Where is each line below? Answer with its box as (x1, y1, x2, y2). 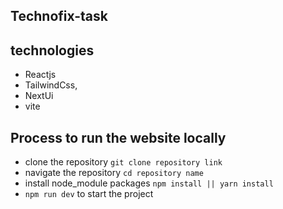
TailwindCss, (24, 79, 78, 91)
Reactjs (24, 69, 57, 81)
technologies (10, 42, 95, 59)
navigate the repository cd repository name (24, 167, 204, 179)
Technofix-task (10, 8, 108, 25)
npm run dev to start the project (24, 188, 154, 200)
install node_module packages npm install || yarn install (24, 177, 274, 189)
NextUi (24, 90, 54, 102)
